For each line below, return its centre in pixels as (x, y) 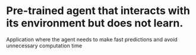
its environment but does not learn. (95, 23)
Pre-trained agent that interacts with (98, 11)
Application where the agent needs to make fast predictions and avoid (92, 39)
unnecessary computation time (44, 46)
